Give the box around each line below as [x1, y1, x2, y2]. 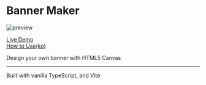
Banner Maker [6, 4, 80, 18]
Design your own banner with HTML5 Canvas [6, 54, 121, 61]
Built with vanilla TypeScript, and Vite [6, 72, 101, 79]
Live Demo [6, 35, 34, 43]
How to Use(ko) [6, 42, 46, 50]
